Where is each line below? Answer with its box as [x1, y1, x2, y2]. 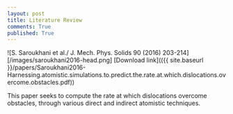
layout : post [7, 10, 45, 17]
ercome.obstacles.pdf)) [7, 78, 75, 87]
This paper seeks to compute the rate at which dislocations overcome [7, 92, 207, 100]
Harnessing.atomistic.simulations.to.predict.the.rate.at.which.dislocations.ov [7, 71, 226, 79]
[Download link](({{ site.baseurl [113, 56, 204, 65]
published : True [7, 29, 54, 37]
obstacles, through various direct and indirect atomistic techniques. [7, 99, 200, 108]
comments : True [7, 23, 51, 30]
